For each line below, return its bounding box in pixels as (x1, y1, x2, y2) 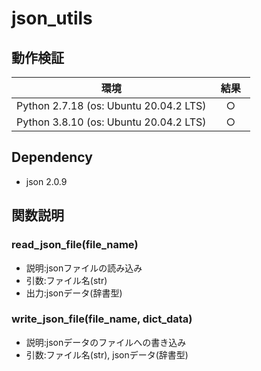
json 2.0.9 (25, 175, 68, 187)
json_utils (11, 7, 93, 30)
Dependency (11, 149, 93, 166)
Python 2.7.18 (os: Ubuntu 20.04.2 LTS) (16, 99, 207, 112)
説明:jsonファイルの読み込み (25, 262, 143, 274)
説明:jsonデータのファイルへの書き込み (25, 336, 187, 348)
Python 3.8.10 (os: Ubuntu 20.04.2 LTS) (16, 115, 207, 129)
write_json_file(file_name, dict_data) (11, 312, 193, 326)
